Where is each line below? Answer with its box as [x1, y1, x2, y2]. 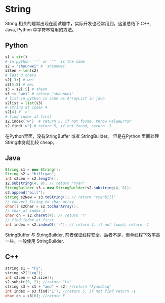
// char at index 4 [5, 208, 45, 213]
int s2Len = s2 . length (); [5, 176, 58, 181]
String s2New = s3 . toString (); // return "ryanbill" [5, 195, 116, 200]
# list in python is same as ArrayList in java [5, 96, 105, 101]
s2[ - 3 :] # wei [5, 78, 35, 83]
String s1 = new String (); [5, 167, 61, 172]
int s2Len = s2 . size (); [5, 275, 54, 280]
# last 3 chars [5, 73, 37, 78]
